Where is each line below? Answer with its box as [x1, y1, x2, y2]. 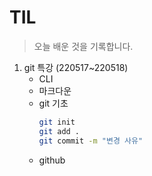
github [38, 154, 66, 166]
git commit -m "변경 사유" [38, 136, 144, 146]
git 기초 [38, 97, 69, 109]
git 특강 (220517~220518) [23, 61, 129, 73]
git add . [38, 126, 81, 136]
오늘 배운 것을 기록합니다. [33, 40, 134, 52]
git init [38, 117, 76, 127]
